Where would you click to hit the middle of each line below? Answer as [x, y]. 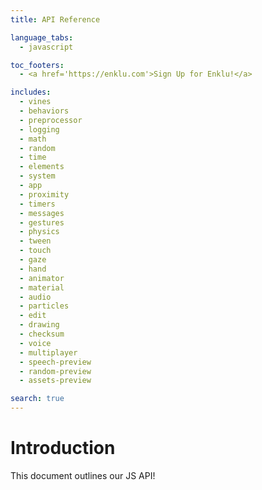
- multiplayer [48, 352]
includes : [31, 92]
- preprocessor [51, 120]
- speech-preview [55, 362]
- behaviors [44, 111]
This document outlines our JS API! [83, 475]
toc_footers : [37, 65]
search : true [37, 399]
